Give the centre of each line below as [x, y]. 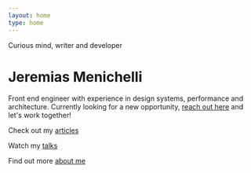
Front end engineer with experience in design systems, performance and [126, 98]
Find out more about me [47, 161]
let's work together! [40, 116]
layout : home [29, 15]
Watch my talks [33, 145]
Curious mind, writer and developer [65, 45]
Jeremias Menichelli [75, 77]
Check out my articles [44, 131]
